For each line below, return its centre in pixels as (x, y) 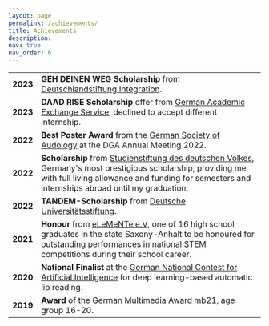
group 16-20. (68, 310)
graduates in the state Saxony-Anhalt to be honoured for (148, 234)
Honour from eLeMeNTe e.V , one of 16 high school (138, 224)
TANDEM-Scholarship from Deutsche (114, 201)
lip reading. (62, 287)
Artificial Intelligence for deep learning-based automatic (147, 277)
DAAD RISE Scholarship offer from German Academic (143, 102)
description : (30, 38)
